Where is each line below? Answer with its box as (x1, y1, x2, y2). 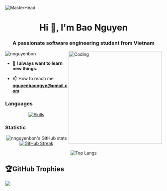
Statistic (5, 124, 26, 131)
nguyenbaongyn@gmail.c (12, 83, 68, 89)
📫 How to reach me (12, 76, 54, 82)
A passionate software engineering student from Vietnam (12, 40, 155, 47)
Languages (5, 100, 33, 107)
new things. (12, 66, 38, 72)
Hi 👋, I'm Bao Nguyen (39, 22, 128, 33)
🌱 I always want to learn (12, 60, 63, 66)
